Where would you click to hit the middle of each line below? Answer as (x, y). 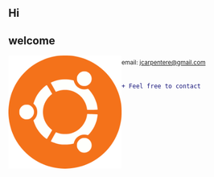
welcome (32, 41)
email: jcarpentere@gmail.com (164, 63)
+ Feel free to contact (161, 86)
